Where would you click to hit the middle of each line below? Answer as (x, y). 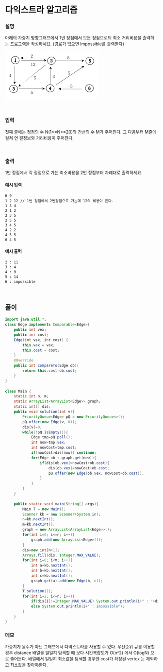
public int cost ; (31, 335)
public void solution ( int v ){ (44, 412)
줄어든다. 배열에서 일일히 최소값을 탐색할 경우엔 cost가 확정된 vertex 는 (77, 659)
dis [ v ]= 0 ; (32, 427)
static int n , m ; (31, 396)
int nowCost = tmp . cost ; (54, 448)
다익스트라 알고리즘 (41, 10)
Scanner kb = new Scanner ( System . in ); (62, 514)
